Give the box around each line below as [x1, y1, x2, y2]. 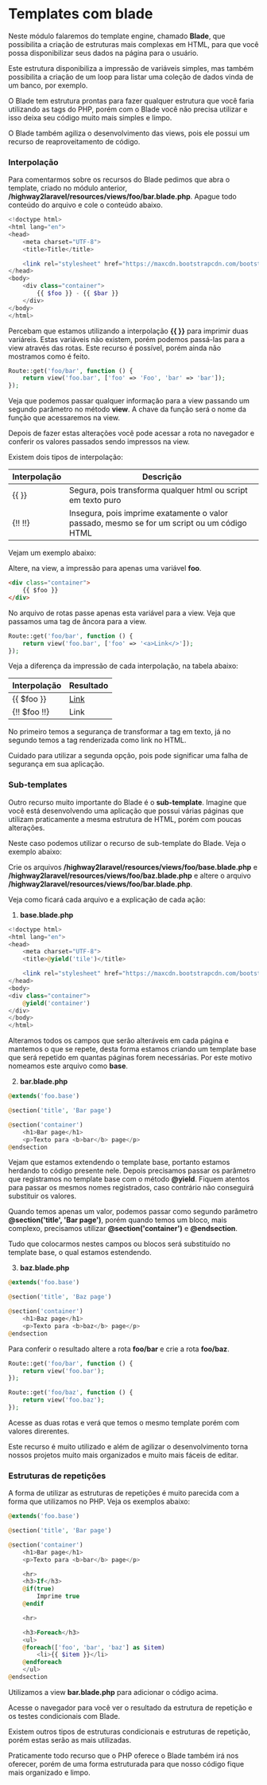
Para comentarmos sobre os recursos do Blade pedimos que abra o [8, 175, 230, 184]
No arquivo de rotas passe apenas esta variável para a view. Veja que [8, 607, 236, 618]
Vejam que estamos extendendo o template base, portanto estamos [8, 1158, 230, 1167]
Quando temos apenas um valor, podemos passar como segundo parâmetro [8, 1207, 258, 1217]
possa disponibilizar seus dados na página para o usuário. [8, 48, 199, 57]
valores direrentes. [8, 1426, 70, 1436]
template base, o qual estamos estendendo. [8, 1248, 153, 1257]
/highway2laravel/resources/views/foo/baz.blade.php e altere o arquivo [8, 871, 252, 880]
